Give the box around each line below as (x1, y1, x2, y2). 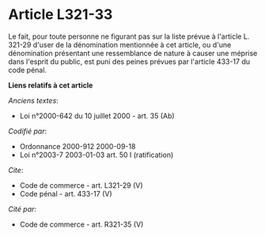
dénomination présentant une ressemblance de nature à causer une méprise (8, 48, 258, 58)
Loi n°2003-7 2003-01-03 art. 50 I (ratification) (19, 150, 174, 159)
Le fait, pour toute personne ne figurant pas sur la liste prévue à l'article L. (8, 32, 250, 41)
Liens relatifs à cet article (8, 81, 93, 90)
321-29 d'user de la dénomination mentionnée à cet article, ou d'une (8, 39, 232, 49)
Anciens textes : (8, 96, 59, 105)
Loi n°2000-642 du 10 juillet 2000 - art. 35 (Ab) (19, 111, 176, 120)
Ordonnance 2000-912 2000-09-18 (19, 141, 136, 151)
